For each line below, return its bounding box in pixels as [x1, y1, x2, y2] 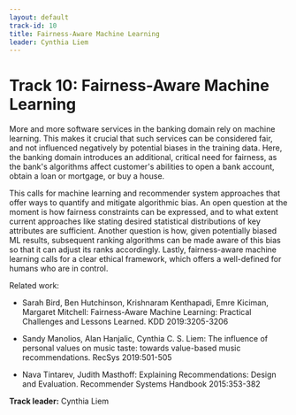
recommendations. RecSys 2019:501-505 [21, 352, 172, 363]
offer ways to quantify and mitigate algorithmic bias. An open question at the [9, 197, 288, 208]
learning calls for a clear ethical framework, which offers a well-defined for [9, 254, 282, 265]
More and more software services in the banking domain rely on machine [9, 124, 276, 134]
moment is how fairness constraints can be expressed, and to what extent [9, 207, 278, 218]
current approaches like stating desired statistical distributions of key [9, 216, 261, 227]
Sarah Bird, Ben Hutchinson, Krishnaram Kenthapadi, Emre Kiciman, [21, 297, 269, 308]
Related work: [9, 281, 60, 291]
